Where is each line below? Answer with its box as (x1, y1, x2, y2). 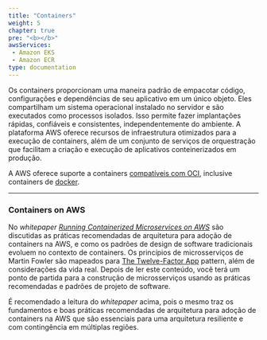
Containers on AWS (8, 204, 86, 215)
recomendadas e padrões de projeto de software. (8, 282, 171, 291)
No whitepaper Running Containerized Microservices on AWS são (8, 222, 224, 232)
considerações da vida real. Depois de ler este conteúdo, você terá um (8, 264, 241, 275)
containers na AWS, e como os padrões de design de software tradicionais (8, 240, 253, 249)
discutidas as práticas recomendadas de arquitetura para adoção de (8, 231, 232, 240)
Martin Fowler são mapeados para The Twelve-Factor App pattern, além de (8, 256, 255, 266)
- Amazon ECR (11, 57, 56, 64)
